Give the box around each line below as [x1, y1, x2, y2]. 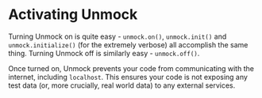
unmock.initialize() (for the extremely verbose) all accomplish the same [8, 40, 249, 49]
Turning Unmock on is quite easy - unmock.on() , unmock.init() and [8, 32, 227, 41]
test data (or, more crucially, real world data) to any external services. [8, 81, 236, 90]
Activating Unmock [8, 6, 138, 24]
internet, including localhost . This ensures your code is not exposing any [8, 72, 249, 81]
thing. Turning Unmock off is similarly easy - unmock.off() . [8, 48, 200, 58]
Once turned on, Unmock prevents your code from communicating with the [8, 63, 254, 73]
